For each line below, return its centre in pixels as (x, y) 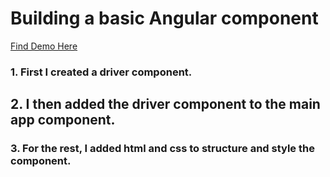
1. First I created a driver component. (101, 72)
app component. (63, 120)
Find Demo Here (44, 46)
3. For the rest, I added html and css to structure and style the (162, 149)
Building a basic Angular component (164, 18)
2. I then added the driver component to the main (165, 104)
